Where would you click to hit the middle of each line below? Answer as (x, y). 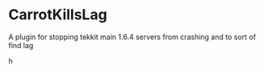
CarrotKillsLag (58, 15)
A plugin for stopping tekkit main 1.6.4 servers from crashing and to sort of (132, 37)
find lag (21, 45)
